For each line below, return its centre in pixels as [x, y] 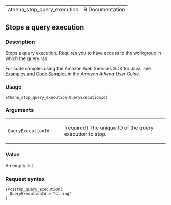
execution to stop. [85, 134]
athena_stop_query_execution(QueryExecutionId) [57, 97]
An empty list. [20, 165]
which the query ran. [27, 58]
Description [20, 42]
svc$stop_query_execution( [34, 189]
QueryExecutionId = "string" [41, 194]
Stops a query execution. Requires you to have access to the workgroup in [83, 53]
